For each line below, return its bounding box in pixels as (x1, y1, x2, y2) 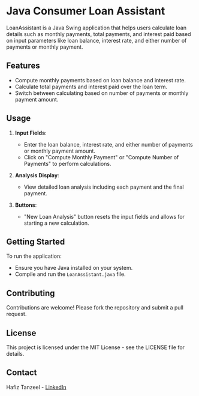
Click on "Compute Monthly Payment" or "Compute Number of (23, 153, 179, 160)
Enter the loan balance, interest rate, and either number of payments (23, 141, 193, 148)
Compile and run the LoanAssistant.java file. (14, 270, 126, 278)
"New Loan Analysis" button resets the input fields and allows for (23, 213, 185, 220)
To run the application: (6, 252, 62, 260)
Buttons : (14, 201, 37, 209)
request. (6, 311, 27, 318)
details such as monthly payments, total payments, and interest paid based (6, 30, 191, 37)
